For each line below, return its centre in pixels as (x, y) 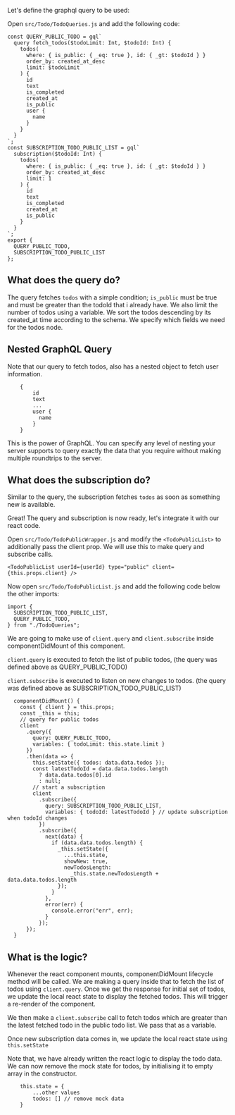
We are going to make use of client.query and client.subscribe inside (111, 639)
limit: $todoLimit (53, 68)
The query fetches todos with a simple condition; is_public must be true (112, 297)
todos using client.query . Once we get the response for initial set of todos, (117, 989)
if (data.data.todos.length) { (97, 843)
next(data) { (64, 837)
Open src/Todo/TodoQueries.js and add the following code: (94, 24)
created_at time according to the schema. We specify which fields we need (116, 319)
